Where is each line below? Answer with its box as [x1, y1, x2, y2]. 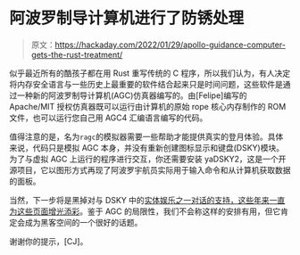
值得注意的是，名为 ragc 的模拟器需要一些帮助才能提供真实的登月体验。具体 [9, 131, 284, 142]
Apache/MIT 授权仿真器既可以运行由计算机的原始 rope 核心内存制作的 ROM [9, 101, 287, 111]
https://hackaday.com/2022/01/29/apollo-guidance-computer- [54, 39, 286, 50]
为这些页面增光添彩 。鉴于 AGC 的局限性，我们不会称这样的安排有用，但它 [9, 206, 281, 217]
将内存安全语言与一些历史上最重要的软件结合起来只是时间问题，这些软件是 [9, 78, 283, 89]
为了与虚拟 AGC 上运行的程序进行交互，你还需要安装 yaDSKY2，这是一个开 [9, 153, 287, 164]
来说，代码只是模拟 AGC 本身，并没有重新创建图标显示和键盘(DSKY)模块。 [9, 142, 284, 152]
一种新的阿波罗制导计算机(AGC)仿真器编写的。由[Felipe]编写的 [16, 90, 247, 101]
